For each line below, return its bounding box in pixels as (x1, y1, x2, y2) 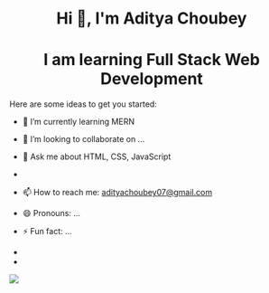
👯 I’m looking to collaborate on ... (22, 134, 145, 145)
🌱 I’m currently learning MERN (22, 117, 135, 128)
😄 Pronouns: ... (22, 208, 81, 219)
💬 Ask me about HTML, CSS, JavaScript (22, 151, 172, 162)
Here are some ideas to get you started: (9, 99, 158, 109)
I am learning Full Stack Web (43, 50, 260, 71)
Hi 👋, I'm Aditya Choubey (56, 8, 247, 29)
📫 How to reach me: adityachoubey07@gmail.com (22, 187, 213, 198)
